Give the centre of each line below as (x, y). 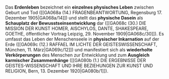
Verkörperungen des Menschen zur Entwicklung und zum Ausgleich (77, 55)
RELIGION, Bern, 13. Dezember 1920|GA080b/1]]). (57, 71)
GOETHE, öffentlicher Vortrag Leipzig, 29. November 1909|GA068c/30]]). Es (84, 34)
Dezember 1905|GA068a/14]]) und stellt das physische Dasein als (74, 18)
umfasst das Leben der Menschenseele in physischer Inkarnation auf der (82, 39)
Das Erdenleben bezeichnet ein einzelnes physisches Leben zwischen (79, 7)
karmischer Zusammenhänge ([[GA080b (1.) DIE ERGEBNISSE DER (76, 60)
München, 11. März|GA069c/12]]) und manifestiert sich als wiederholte (79, 50)
